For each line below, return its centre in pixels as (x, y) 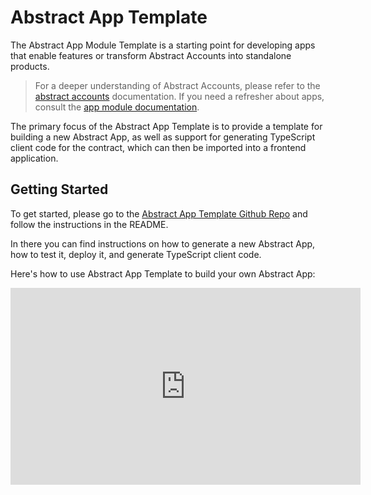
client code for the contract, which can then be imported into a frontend (158, 147)
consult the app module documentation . (117, 107)
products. (30, 66)
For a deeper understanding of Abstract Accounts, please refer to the (177, 85)
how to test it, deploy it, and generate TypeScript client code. (136, 254)
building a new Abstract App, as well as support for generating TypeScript (163, 137)
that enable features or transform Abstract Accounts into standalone (151, 55)
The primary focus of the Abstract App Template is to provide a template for (166, 126)
